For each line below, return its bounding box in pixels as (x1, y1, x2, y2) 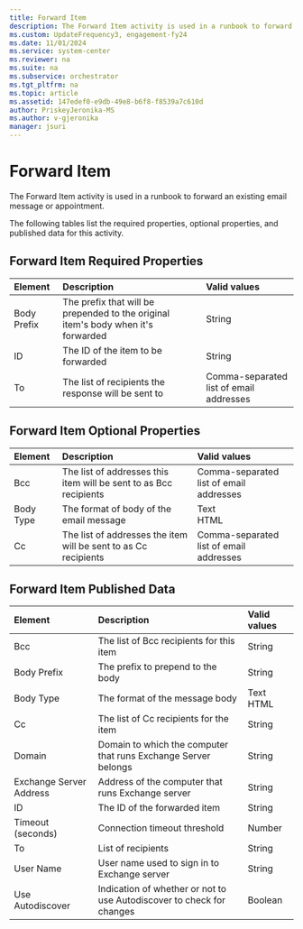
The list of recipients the (62, 375, 165, 388)
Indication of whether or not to (97, 883, 227, 896)
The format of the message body (97, 692, 237, 704)
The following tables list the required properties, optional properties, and (9, 217, 279, 228)
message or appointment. (9, 200, 106, 211)
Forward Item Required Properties (9, 253, 204, 269)
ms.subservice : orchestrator (9, 72, 119, 81)
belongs (97, 761, 133, 774)
